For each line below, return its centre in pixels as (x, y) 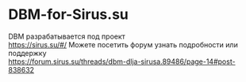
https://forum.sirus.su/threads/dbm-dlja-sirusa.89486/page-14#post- (122, 61)
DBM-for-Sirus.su (69, 15)
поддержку (27, 53)
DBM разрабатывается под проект (67, 36)
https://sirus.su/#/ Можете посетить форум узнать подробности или (123, 44)
